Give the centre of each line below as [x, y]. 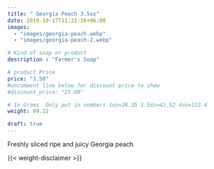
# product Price [31, 72]
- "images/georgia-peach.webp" [60, 34]
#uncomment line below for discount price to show [84, 86]
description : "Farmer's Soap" [53, 60]
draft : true [25, 124]
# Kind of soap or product [47, 53]
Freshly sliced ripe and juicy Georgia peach [71, 144]
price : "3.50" [28, 78]
